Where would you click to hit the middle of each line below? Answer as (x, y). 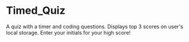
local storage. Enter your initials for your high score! (68, 32)
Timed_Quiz (36, 11)
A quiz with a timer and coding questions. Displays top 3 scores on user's (94, 26)
